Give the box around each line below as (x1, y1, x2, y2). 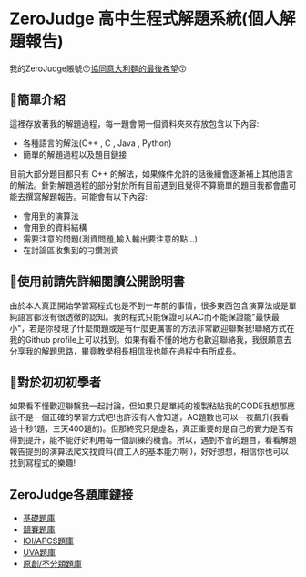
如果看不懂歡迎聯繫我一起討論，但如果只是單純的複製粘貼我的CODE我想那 (9, 400, 288, 411)
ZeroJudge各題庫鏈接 (9, 487, 134, 502)
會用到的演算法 (22, 211, 79, 222)
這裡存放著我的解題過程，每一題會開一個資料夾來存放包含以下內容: (9, 118, 260, 129)
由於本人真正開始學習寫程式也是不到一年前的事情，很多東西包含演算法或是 (9, 300, 289, 311)
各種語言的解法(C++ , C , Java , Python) (22, 138, 172, 149)
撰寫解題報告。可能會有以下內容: (25, 191, 148, 201)
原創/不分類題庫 (22, 558, 82, 570)
